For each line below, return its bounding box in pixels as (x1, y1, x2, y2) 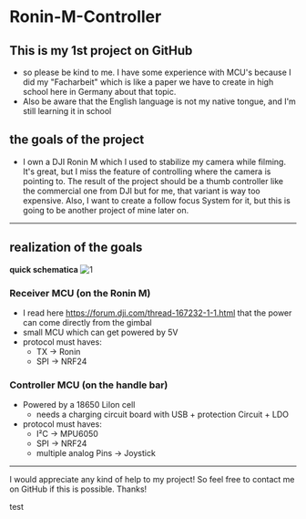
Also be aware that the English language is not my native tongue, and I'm (22, 96, 296, 107)
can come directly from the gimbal (22, 317, 152, 327)
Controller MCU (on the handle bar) (9, 379, 168, 391)
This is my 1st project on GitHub (9, 43, 193, 58)
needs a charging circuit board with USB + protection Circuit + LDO (36, 409, 290, 420)
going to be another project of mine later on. (22, 204, 189, 215)
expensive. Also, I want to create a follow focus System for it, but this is (22, 194, 291, 206)
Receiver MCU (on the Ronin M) (9, 286, 151, 299)
